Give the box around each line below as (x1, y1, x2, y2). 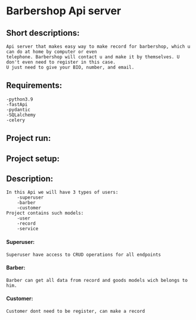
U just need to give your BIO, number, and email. (6, 64, 135, 70)
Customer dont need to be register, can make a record (6, 308, 145, 315)
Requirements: (6, 80, 63, 90)
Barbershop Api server (6, 4, 122, 18)
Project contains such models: (6, 210, 84, 217)
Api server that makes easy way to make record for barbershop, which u (6, 43, 191, 49)
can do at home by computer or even (6, 49, 97, 55)
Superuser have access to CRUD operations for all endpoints (6, 252, 161, 258)
